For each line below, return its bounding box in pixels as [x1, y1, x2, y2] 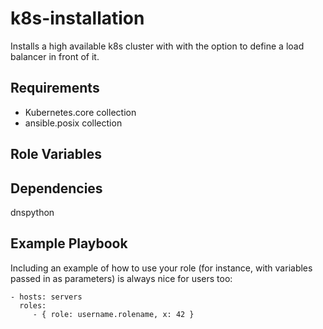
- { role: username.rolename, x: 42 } [32, 309, 195, 319]
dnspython [10, 206, 55, 218]
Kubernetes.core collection [24, 106, 137, 118]
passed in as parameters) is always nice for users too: [10, 272, 233, 284]
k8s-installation [10, 7, 145, 30]
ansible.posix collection [24, 117, 123, 129]
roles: [19, 300, 47, 311]
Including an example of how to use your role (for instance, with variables [10, 262, 313, 274]
